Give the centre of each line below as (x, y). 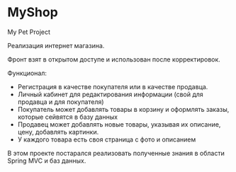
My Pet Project (29, 32)
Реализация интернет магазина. (56, 45)
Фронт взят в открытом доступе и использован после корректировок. (114, 59)
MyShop (33, 12)
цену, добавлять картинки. (58, 132)
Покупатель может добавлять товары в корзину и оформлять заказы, (123, 109)
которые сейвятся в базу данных (68, 117)
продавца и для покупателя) (61, 102)
